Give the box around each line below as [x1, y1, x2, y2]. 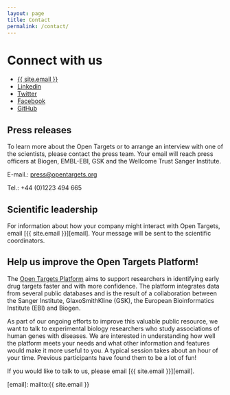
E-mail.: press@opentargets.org [7, 170, 97, 179]
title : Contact [7, 16, 51, 23]
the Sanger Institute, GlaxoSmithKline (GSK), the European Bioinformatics [7, 296, 215, 304]
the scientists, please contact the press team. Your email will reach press [7, 150, 214, 158]
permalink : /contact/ [7, 23, 69, 30]
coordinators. [7, 236, 45, 245]
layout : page [7, 10, 45, 17]
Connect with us [7, 52, 103, 68]
